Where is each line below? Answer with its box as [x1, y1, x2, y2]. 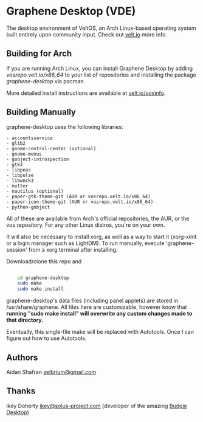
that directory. [6, 316, 44, 323]
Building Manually [6, 107, 76, 117]
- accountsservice [6, 135, 53, 141]
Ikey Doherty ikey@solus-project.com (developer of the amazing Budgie [6, 402, 187, 409]
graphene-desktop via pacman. [6, 77, 86, 85]
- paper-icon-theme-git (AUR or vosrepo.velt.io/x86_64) [6, 199, 154, 205]
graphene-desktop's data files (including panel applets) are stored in [6, 297, 179, 305]
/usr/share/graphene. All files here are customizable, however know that [6, 303, 187, 311]
